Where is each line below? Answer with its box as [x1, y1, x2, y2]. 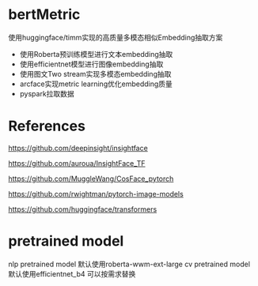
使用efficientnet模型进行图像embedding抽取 [19, 59, 164, 69]
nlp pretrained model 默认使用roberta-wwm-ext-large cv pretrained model [8, 259, 251, 269]
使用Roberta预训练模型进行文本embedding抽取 [19, 49, 173, 58]
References [8, 117, 85, 135]
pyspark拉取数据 [19, 88, 75, 98]
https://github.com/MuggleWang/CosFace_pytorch [8, 174, 174, 183]
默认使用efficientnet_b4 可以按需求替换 [8, 269, 136, 278]
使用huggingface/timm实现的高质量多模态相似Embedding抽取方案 [8, 32, 223, 42]
